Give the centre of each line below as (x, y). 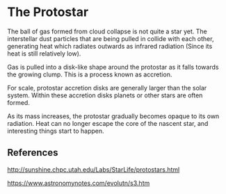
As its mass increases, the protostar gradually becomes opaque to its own (113, 116)
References (33, 153)
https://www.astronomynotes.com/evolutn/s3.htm (79, 183)
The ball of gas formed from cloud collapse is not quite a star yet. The (107, 31)
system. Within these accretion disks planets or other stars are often (105, 95)
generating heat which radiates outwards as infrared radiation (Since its (110, 46)
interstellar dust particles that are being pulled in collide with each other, (111, 38)
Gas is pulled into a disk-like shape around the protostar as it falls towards (113, 67)
